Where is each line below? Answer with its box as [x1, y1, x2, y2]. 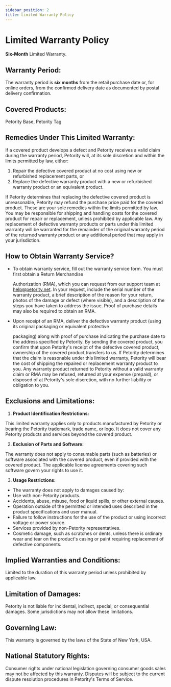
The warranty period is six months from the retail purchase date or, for [5, 80, 155, 86]
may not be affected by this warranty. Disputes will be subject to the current [5, 671, 165, 677]
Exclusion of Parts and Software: [12, 441, 84, 447]
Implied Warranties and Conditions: [5, 556, 121, 565]
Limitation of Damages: [5, 590, 81, 598]
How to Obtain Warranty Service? [5, 252, 114, 261]
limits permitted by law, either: [5, 158, 69, 164]
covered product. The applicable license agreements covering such [5, 461, 148, 468]
